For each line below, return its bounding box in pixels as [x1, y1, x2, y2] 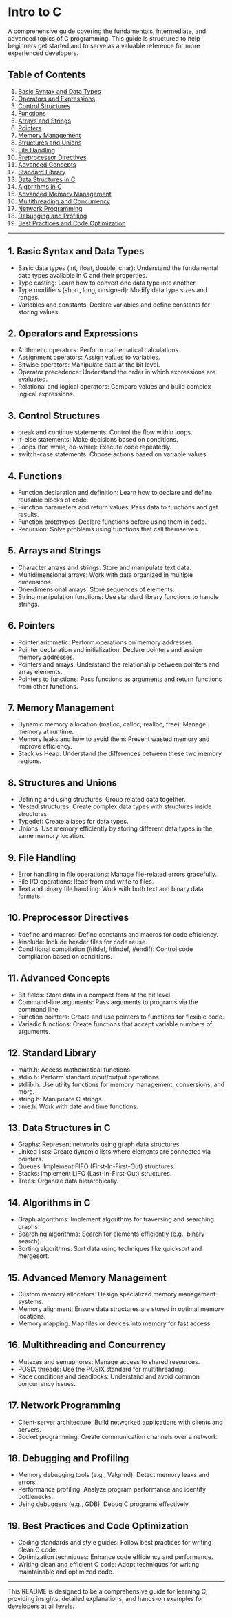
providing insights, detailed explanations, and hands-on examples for [8, 1595, 204, 1603]
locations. [17, 1312, 46, 1320]
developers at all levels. [8, 1602, 75, 1610]
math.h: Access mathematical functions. [17, 1066, 132, 1074]
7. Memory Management [8, 702, 114, 714]
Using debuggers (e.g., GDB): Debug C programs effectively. [17, 1500, 191, 1508]
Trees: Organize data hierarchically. [17, 1177, 119, 1186]
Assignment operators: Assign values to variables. [17, 353, 160, 362]
